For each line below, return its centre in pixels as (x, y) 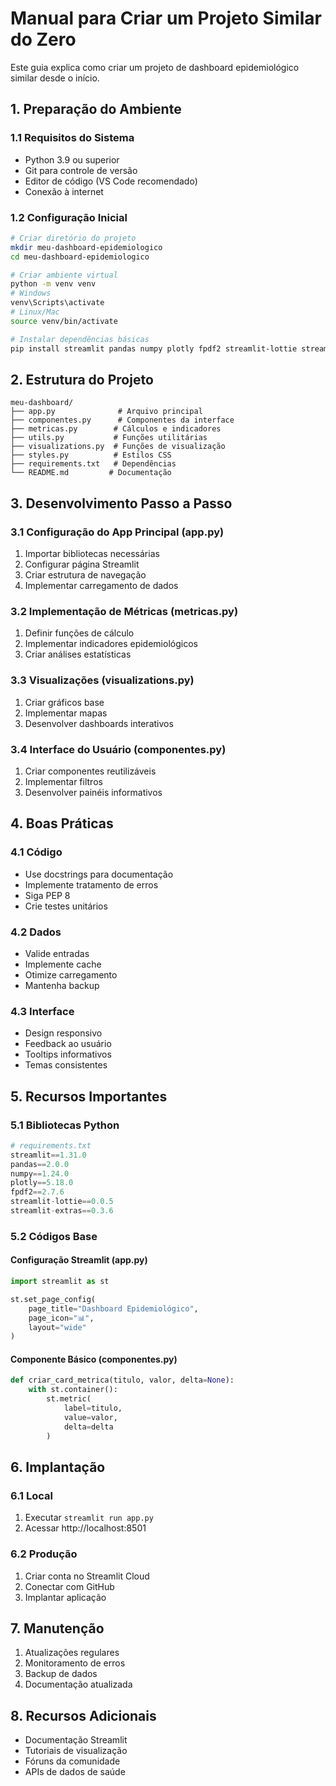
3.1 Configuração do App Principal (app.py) (117, 532)
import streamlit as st (60, 1282)
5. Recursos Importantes (89, 1096)
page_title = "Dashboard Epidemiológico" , (113, 1308)
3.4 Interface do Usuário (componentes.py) (118, 749)
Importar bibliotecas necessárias (92, 554)
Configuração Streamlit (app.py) (79, 1260)
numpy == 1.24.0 (40, 1173)
